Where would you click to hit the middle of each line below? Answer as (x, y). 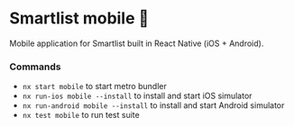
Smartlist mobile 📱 (79, 18)
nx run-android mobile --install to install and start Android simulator (153, 105)
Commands (35, 67)
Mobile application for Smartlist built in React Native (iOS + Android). (137, 43)
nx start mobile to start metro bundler (94, 86)
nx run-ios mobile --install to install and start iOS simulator (137, 96)
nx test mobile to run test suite (81, 115)
